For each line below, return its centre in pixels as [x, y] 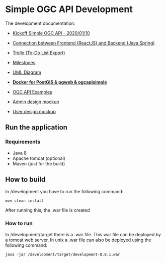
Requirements [23, 142]
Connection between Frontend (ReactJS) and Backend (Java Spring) [84, 43]
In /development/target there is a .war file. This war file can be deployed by [83, 234]
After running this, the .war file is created [48, 210]
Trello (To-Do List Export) [39, 53]
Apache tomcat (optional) [39, 158]
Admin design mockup [36, 102]
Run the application [36, 127]
